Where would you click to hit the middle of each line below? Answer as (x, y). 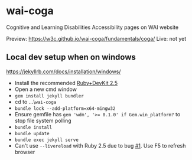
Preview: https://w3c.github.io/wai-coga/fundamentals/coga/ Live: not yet (96, 38)
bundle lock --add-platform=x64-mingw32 (65, 108)
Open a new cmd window (45, 89)
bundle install (33, 127)
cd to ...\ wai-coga (35, 102)
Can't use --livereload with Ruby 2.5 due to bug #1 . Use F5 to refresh (100, 145)
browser (25, 152)
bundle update (32, 133)
